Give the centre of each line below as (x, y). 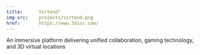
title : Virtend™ (34, 12)
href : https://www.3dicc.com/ (52, 23)
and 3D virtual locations (36, 47)
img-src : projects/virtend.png (50, 18)
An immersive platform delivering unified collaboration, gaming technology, (100, 40)
